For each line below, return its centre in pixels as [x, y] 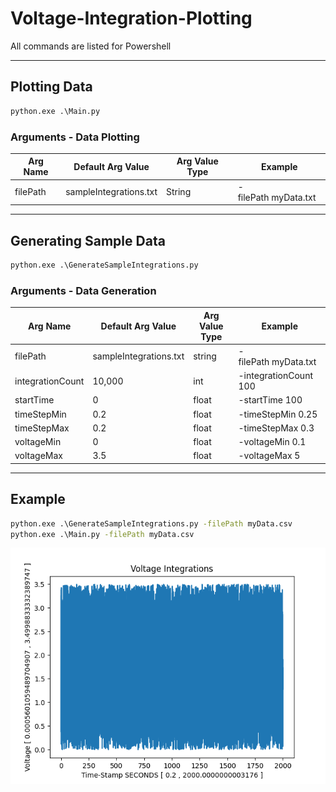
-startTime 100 [270, 400]
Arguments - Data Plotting [75, 137]
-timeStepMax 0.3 [276, 428]
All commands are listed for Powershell [91, 46]
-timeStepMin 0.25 [278, 414]
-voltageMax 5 [269, 456]
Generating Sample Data [88, 240]
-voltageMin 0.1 [272, 442]
